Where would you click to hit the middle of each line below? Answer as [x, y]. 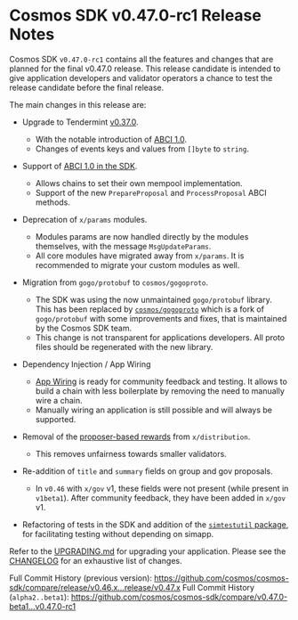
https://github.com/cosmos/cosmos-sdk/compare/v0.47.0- [179, 597]
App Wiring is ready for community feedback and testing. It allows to [161, 381]
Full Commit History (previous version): [81, 578]
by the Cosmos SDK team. [83, 328]
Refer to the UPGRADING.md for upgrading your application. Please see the [148, 551]
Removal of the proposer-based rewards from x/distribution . [136, 436]
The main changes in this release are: [78, 104]
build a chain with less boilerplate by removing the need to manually [160, 391]
